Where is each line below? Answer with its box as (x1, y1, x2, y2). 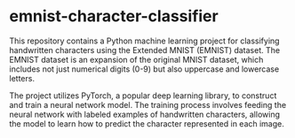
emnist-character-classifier (9, 6, 219, 27)
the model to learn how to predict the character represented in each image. (9, 118, 284, 129)
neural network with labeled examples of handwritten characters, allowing (9, 109, 280, 119)
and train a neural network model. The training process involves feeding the (9, 99, 287, 110)
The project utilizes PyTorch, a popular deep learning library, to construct (9, 90, 277, 101)
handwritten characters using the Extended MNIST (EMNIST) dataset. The (9, 44, 281, 55)
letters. (9, 73, 36, 83)
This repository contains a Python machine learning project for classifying (9, 35, 280, 46)
